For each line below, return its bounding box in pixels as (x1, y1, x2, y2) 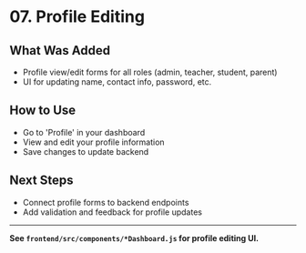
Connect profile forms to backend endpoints (22, 197, 189, 207)
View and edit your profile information (22, 137, 166, 147)
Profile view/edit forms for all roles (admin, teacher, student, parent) (22, 66, 278, 77)
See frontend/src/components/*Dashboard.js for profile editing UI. (9, 232, 260, 243)
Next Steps (9, 173, 74, 188)
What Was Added (9, 43, 111, 58)
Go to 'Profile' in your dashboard (22, 126, 146, 137)
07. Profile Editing (9, 6, 146, 27)
